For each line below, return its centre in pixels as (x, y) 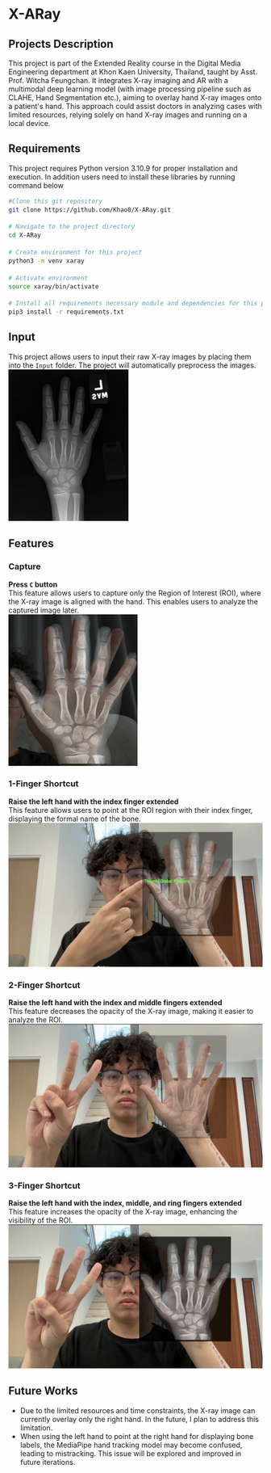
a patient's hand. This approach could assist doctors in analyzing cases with (135, 106)
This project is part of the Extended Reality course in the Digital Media (125, 63)
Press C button (33, 584)
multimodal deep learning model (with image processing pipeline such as (130, 89)
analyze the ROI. (35, 1020)
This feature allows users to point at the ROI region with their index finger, (131, 810)
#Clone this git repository (56, 201)
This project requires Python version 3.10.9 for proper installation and (123, 168)
